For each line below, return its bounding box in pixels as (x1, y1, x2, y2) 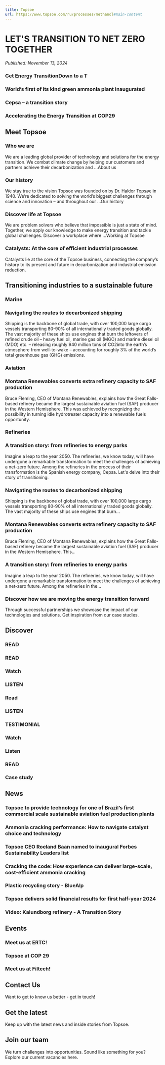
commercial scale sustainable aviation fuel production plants (5, 810, 155, 817)
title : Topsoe (5, 7, 35, 12)
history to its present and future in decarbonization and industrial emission (5, 261, 157, 268)
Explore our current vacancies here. (5, 1054, 78, 1060)
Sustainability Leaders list (5, 849, 69, 856)
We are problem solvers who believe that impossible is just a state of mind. (5, 222, 157, 228)
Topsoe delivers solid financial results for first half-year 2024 (5, 896, 157, 902)
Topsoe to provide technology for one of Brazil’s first (5, 804, 134, 811)
